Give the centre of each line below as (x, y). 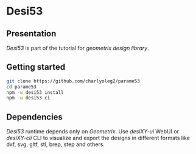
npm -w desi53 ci (28, 98)
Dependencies (34, 117)
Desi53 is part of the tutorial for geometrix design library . (78, 48)
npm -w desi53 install (35, 92)
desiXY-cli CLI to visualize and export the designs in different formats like (98, 138)
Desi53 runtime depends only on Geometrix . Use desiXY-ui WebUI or (93, 132)
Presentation (31, 34)
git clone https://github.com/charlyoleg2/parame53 (73, 81)
